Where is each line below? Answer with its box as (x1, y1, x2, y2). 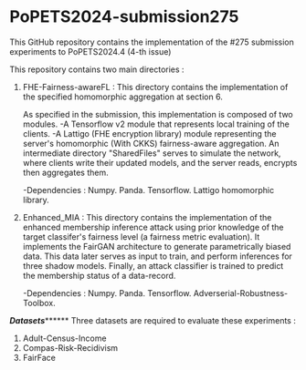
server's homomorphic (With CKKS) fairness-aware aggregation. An (22, 138, 280, 149)
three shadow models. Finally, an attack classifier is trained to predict (22, 260, 284, 271)
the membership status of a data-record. (22, 270, 176, 281)
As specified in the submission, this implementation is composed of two (22, 108, 294, 119)
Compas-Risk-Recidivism (22, 342, 119, 353)
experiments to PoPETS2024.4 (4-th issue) (9, 46, 172, 57)
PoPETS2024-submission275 (9, 6, 239, 27)
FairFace (22, 352, 57, 363)
